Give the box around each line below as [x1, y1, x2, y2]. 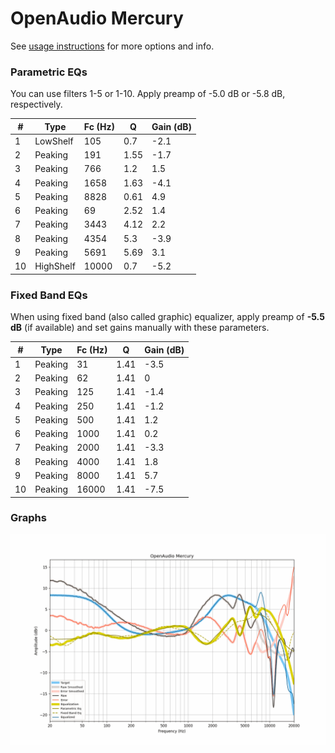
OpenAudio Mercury [10, 7, 184, 30]
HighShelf [34, 260, 76, 272]
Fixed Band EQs [10, 288, 88, 302]
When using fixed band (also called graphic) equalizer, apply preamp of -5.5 [10, 311, 325, 323]
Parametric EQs [10, 65, 88, 79]
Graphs [10, 511, 47, 525]
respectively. [10, 98, 63, 111]
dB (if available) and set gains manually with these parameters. [10, 322, 270, 334]
